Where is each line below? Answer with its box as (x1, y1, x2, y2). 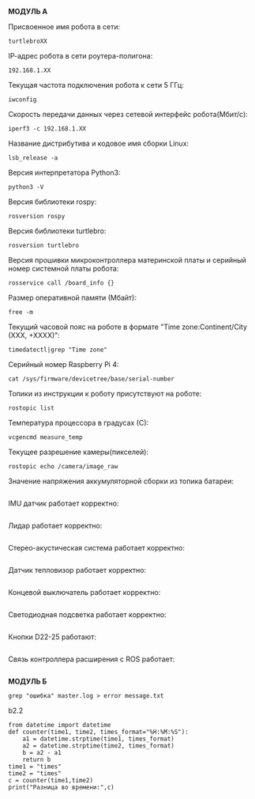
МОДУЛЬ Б (8, 676, 47, 686)
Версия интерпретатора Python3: (8, 168, 121, 177)
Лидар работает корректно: (8, 521, 103, 530)
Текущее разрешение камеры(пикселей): (8, 447, 148, 456)
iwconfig (8, 96, 37, 104)
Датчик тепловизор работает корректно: (8, 566, 147, 574)
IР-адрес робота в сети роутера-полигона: (8, 51, 153, 60)
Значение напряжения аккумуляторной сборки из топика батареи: (8, 476, 234, 486)
